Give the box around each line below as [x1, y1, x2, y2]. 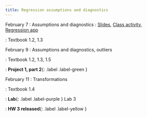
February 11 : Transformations [5, 76, 68, 82]
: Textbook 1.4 [5, 86, 35, 92]
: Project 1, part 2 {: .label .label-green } [5, 66, 88, 72]
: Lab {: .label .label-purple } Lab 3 [5, 96, 77, 102]
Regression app [5, 26, 38, 33]
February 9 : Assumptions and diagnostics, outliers [5, 46, 112, 52]
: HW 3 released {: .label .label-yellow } [5, 105, 87, 112]
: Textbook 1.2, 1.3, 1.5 [5, 56, 51, 63]
